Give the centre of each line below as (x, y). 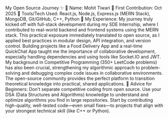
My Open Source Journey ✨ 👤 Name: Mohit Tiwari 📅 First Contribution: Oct (84, 8)
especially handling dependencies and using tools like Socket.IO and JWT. (83, 57)
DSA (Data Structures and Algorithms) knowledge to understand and (77, 95)
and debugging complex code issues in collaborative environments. (92, 73)
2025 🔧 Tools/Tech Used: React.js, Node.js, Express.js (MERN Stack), (78, 13)
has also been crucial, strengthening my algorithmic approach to (73, 68)
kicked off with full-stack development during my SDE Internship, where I (82, 24)
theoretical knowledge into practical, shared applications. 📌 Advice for (79, 84)
